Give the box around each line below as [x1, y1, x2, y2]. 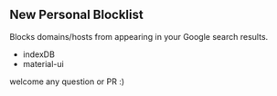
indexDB [22, 49, 55, 60]
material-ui [22, 58, 64, 69]
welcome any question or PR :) [9, 76, 125, 87]
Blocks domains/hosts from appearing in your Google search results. [9, 31, 269, 42]
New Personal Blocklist [9, 7, 144, 23]
